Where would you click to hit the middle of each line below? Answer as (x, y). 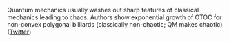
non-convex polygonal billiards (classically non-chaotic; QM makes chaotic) (115, 24)
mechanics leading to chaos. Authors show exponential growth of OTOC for (114, 17)
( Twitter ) (19, 32)
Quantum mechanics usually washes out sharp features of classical (103, 10)
